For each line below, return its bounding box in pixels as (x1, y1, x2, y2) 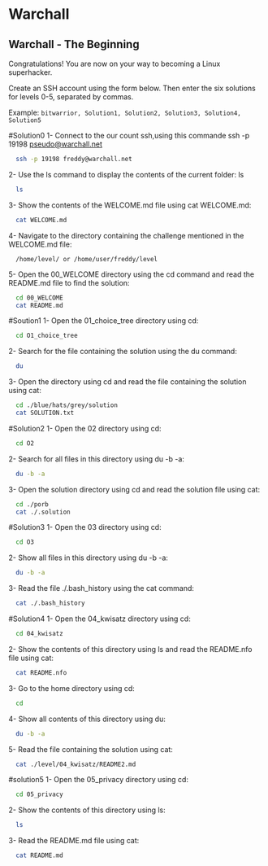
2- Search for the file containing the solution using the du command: (8, 347, 237, 356)
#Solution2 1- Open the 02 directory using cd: (8, 423, 162, 433)
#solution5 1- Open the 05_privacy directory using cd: (8, 775, 189, 785)
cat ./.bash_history (15, 599, 85, 607)
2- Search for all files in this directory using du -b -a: (8, 453, 185, 464)
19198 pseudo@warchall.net (8, 139, 103, 149)
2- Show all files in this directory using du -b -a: (8, 553, 169, 562)
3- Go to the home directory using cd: (8, 683, 136, 693)
